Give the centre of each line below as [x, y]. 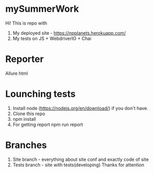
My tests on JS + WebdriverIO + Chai [52, 38]
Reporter [25, 59]
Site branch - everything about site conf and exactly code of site [81, 159]
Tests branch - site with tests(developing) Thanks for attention [79, 165]
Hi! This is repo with [26, 23]
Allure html [17, 73]
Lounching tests [40, 94]
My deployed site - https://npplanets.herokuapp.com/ [69, 33]
